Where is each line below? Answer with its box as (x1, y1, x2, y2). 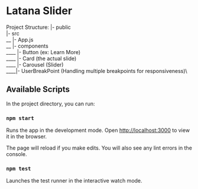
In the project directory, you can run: (6, 100, 95, 107)
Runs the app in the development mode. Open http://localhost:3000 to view (6, 127, 190, 134)
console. (6, 151, 28, 158)
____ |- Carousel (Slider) (6, 61, 64, 68)
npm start (6, 115, 34, 121)
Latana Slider (6, 4, 73, 18)
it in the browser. (6, 133, 47, 140)
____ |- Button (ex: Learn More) (6, 48, 81, 55)
